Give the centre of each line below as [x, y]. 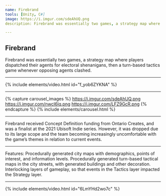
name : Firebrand [22, 10]
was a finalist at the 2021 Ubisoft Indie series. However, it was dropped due [82, 129]
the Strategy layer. [24, 175]
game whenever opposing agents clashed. [48, 70]
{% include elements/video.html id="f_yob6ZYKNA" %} [61, 85]
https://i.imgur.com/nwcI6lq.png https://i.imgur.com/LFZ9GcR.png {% [76, 104]
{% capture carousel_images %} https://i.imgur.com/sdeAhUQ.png [73, 99]
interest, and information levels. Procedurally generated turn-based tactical [82, 159]
